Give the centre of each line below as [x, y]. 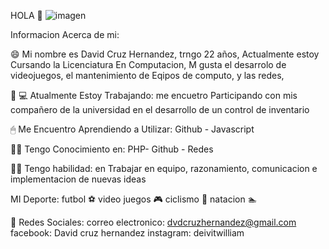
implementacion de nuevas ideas [78, 179]
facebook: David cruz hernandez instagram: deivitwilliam [127, 233]
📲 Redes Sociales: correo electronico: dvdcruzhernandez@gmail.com [153, 222]
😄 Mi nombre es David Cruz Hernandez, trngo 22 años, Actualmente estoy [165, 54]
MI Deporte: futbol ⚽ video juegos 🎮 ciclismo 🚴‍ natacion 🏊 [134, 199]
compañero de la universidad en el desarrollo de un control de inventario [160, 109]
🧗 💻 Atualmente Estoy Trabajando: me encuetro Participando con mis [154, 95]
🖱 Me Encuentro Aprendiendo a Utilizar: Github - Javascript [132, 129]
